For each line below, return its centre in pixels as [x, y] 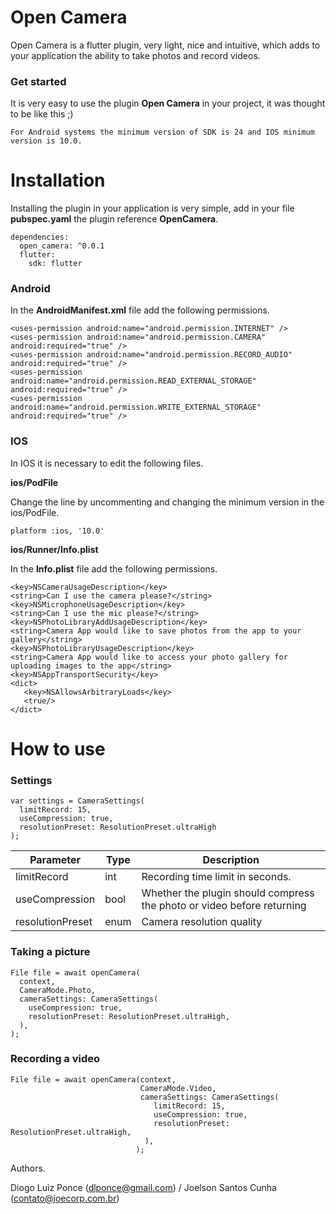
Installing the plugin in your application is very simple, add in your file [152, 208]
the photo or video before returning [224, 906]
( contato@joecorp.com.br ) [65, 1198]
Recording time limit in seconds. [216, 877]
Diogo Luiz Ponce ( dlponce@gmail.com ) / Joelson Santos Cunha [143, 1187]
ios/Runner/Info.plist [54, 549]
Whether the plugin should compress [228, 893]
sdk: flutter [55, 264]
